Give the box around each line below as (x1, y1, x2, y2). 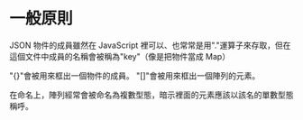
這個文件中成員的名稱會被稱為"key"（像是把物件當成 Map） (9, 51, 231, 61)
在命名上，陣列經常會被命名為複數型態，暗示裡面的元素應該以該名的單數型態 (9, 89, 294, 100)
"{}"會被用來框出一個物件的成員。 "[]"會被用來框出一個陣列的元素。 (9, 69, 261, 81)
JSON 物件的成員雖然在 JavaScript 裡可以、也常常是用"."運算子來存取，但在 (9, 40, 291, 51)
